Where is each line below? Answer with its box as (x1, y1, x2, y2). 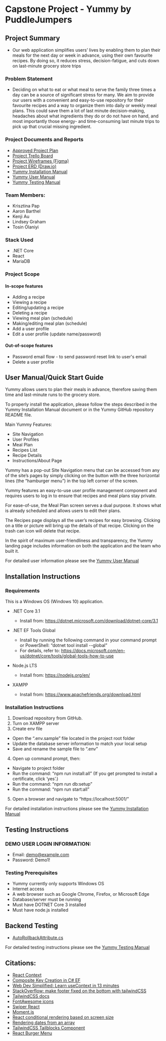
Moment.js (12, 1009, 34, 1015)
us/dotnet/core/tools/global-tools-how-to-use (19, 653, 114, 659)
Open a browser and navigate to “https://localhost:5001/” (12, 796, 129, 802)
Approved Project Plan (12, 147, 58, 153)
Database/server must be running (12, 897, 81, 903)
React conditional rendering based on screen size (12, 1014, 114, 1020)
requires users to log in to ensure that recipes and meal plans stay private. (5, 493, 157, 499)
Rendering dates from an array (12, 1019, 75, 1026)
